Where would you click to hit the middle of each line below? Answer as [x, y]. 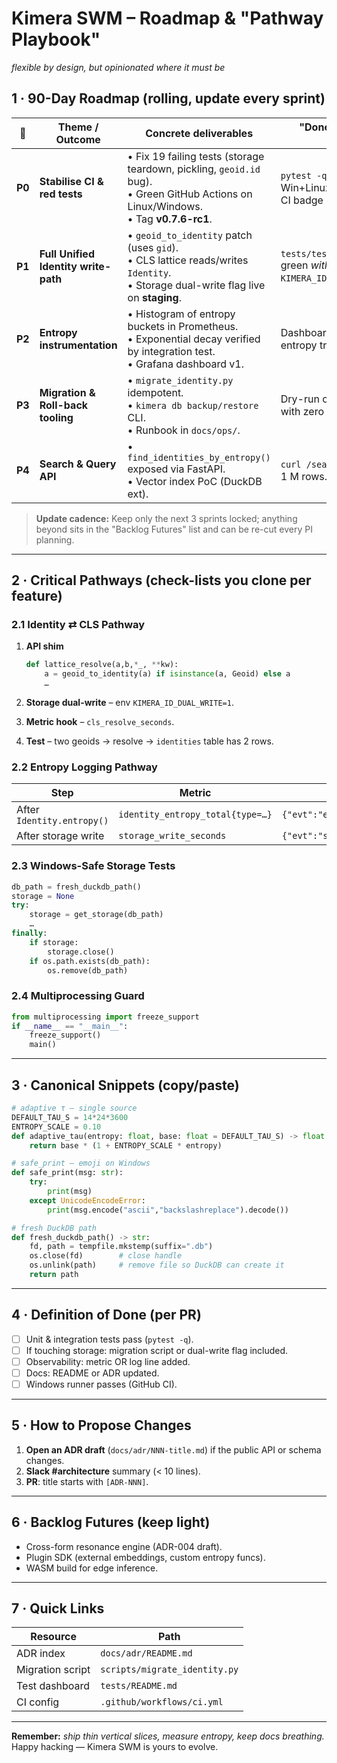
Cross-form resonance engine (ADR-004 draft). [124, 1546]
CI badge [302, 200]
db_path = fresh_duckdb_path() [76, 887]
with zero [302, 411]
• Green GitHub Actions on [190, 194]
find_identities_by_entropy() [199, 457]
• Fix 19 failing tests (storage [196, 156]
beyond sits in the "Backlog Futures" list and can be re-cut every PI [174, 529]
